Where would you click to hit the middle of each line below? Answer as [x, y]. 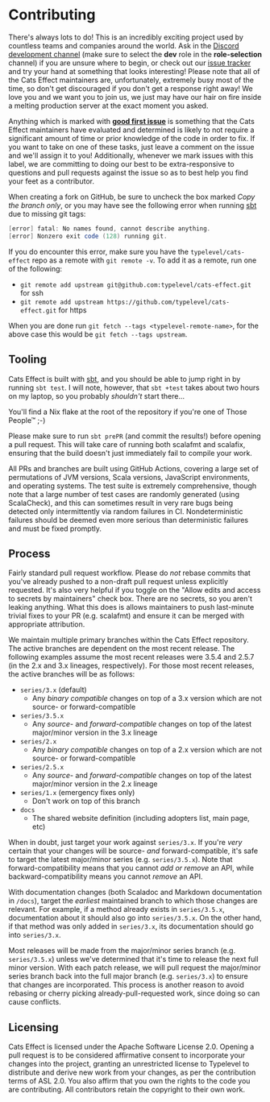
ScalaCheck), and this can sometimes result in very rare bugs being [121, 503]
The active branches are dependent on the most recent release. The [122, 648]
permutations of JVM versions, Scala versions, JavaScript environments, [129, 477]
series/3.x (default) [53, 690]
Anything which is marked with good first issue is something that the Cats [132, 121]
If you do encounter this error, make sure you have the [99, 251]
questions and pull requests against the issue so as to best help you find [128, 172]
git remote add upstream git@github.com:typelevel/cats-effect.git [135, 285]
